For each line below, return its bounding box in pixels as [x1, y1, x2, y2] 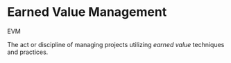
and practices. [7, 48, 49, 56]
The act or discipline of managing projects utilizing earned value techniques [7, 40, 225, 48]
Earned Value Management [7, 4, 167, 20]
